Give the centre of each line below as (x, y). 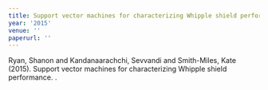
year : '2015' (30, 23)
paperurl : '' (30, 38)
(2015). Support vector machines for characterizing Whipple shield (118, 69)
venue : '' (25, 30)
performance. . (33, 77)
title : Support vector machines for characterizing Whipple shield (123, 16)
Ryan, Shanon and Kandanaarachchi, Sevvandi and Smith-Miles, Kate (122, 61)
